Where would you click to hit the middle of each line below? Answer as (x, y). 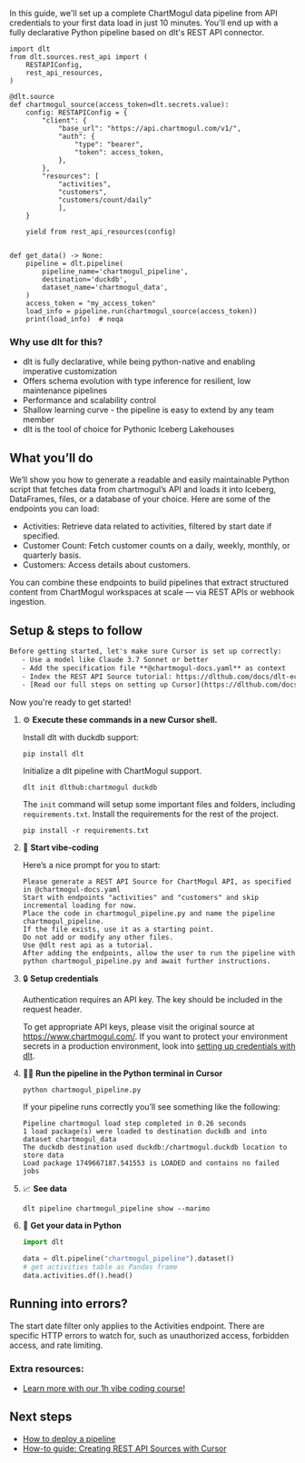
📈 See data (45, 1189)
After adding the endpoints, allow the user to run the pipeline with (159, 954)
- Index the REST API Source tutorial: (97, 677)
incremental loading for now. (80, 906)
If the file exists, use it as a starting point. (118, 930)
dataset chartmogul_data (69, 1140)
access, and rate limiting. (56, 1345)
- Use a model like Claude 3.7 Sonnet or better (115, 659)
